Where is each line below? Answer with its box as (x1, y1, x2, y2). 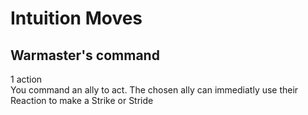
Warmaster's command (10, 47, 160, 64)
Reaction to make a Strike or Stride (10, 95, 154, 106)
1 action (10, 73, 43, 85)
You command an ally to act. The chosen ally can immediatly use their (10, 84, 299, 96)
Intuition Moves (10, 7, 143, 30)
